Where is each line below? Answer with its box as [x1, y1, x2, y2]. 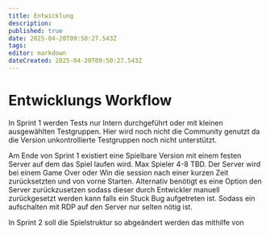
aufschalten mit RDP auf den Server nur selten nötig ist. [8, 202, 193, 212]
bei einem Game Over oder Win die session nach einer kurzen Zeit [8, 167, 229, 177]
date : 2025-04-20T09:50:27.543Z [8, 34, 117, 43]
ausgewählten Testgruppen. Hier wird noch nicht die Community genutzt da [8, 126, 260, 136]
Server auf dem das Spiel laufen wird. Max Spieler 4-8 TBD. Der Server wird [8, 159, 261, 169]
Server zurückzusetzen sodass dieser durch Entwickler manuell [8, 184, 220, 194]
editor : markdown [8, 49, 67, 57]
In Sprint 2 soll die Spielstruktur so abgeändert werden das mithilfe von [8, 217, 244, 227]
